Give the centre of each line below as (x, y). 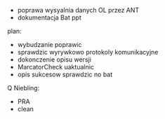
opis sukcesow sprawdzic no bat (65, 74)
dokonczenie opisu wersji (54, 59)
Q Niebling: (24, 88)
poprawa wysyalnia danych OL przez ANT (78, 10)
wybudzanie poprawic (49, 44)
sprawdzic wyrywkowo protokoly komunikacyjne (88, 52)
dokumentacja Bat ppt (49, 17)
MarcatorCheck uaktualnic (56, 67)
